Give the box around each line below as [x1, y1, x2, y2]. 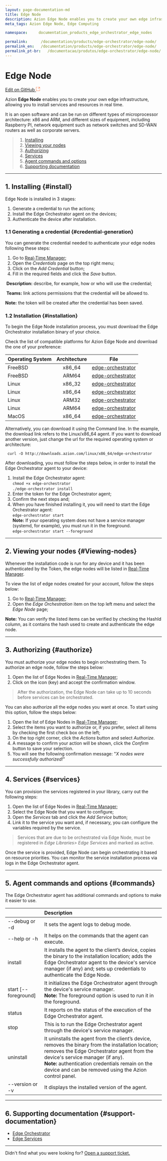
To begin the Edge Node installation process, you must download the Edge [5, 324, 158, 330]
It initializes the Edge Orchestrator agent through [44, 980, 158, 987]
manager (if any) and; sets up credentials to [44, 965, 146, 972]
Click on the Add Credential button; [12, 265, 85, 271]
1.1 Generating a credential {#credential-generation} [5, 228, 134, 235]
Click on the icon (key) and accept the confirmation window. [12, 679, 136, 685]
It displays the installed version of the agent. [44, 1084, 148, 1091]
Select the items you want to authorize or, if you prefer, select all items [12, 724, 157, 730]
